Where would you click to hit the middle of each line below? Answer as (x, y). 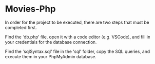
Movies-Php (30, 9)
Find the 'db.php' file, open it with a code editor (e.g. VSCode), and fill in (78, 37)
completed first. (21, 27)
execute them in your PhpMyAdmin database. (51, 56)
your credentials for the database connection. (51, 42)
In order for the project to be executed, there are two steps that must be (77, 22)
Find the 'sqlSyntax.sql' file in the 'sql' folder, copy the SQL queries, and (77, 51)
